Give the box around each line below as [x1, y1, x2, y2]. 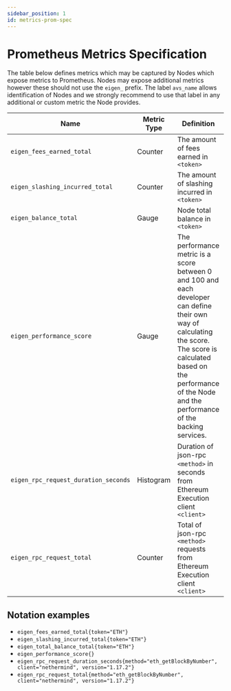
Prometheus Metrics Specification [7, 46, 208, 62]
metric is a [177, 250, 211, 259]
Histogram [137, 475, 170, 485]
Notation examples [7, 609, 90, 621]
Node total [177, 206, 211, 215]
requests [177, 544, 206, 554]
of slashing [177, 179, 213, 188]
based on [177, 361, 208, 371]
